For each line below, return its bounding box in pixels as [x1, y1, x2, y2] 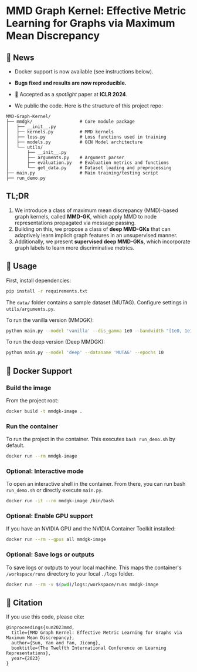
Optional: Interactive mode [6, 467, 84, 475]
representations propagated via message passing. [14, 219, 136, 226]
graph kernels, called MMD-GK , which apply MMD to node [14, 213, 157, 220]
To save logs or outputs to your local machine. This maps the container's [6, 564, 182, 571]
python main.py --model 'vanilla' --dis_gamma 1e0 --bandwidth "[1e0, [6, 328, 182, 334]
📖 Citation [6, 597, 43, 607]
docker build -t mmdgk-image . [6, 408, 83, 414]
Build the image [6, 384, 52, 392]
